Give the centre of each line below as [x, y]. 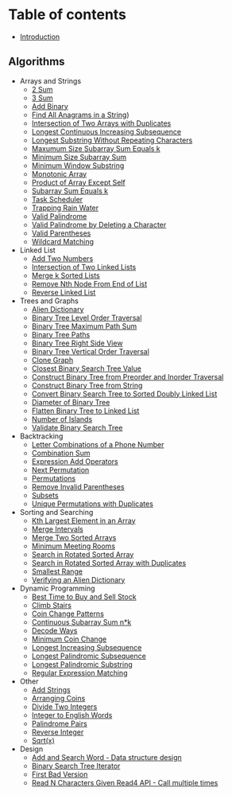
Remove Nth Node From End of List [89, 283]
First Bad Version [60, 774]
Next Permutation [60, 470]
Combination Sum [61, 453]
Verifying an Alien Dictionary [78, 579]
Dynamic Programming [57, 588]
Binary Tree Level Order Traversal [87, 318]
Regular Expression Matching [79, 672]
